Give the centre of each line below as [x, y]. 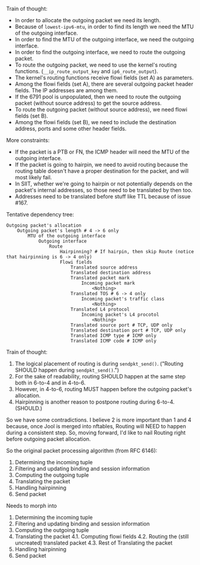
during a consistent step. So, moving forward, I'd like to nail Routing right [96, 432]
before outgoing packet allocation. [49, 439]
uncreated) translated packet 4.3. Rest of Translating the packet [93, 543]
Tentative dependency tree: [40, 214]
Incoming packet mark [108, 283]
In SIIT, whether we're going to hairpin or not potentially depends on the [104, 184]
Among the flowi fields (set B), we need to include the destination [96, 122]
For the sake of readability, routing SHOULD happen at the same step [100, 376]
